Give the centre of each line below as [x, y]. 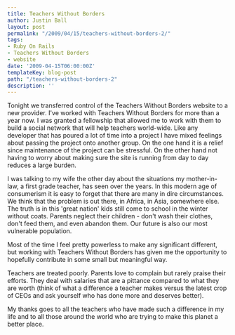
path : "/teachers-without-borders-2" [62, 79]
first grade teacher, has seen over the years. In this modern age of [121, 186]
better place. [26, 324]
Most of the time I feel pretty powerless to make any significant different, [112, 245]
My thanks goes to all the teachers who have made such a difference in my [116, 309]
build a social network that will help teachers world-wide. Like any [103, 128]
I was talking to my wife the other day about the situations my [96, 179]
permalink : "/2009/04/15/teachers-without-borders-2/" [89, 33]
